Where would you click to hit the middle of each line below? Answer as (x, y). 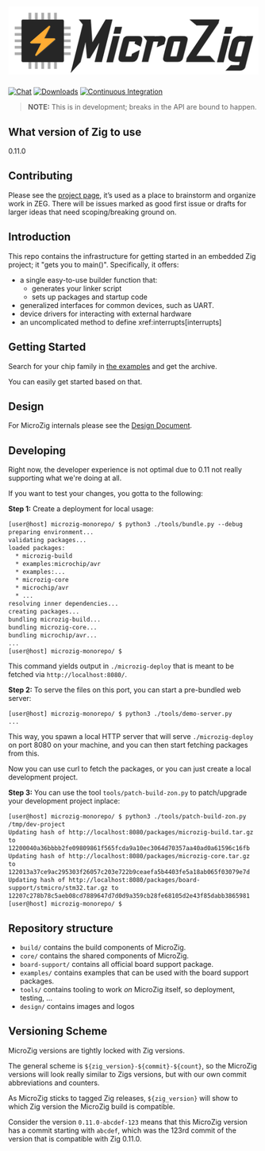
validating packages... (48, 541)
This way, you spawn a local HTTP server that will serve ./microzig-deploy (131, 737)
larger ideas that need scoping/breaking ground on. (92, 212)
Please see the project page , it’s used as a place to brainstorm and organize (132, 195)
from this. (24, 753)
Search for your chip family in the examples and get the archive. (113, 366)
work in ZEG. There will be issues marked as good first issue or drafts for (127, 203)
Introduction (40, 237)
